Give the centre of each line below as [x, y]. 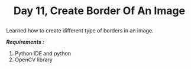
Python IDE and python [43, 54]
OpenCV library [34, 60]
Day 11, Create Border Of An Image [99, 11]
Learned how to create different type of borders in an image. [80, 31]
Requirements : [25, 42]
